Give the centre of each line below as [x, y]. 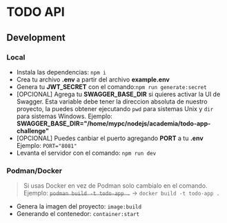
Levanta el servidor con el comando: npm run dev [86, 153]
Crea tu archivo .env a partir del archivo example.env [93, 79]
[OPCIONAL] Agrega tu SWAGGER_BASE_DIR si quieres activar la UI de [118, 94]
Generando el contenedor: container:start [78, 214]
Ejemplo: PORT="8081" [47, 145]
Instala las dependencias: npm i [61, 72]
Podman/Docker [34, 171]
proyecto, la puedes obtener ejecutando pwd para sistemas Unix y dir [115, 108]
